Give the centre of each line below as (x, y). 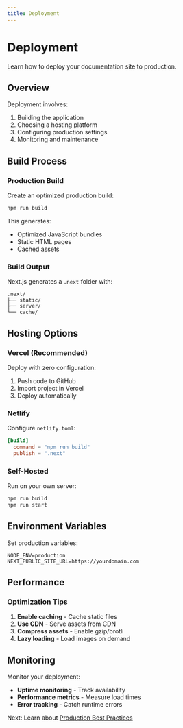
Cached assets (38, 249)
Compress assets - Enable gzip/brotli (70, 631)
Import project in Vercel (50, 388)
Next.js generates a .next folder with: (60, 282)
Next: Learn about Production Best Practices (70, 718)
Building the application (50, 118)
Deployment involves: (38, 104)
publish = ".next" (40, 453)
